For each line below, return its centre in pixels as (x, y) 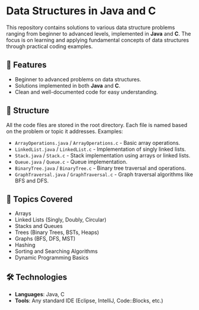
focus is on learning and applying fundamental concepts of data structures (97, 40)
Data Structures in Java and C (81, 11)
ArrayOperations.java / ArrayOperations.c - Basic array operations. (97, 143)
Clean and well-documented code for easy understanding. (86, 92)
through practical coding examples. (50, 46)
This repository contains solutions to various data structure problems (91, 27)
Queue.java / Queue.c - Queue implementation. (71, 162)
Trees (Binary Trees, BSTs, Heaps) (57, 232)
